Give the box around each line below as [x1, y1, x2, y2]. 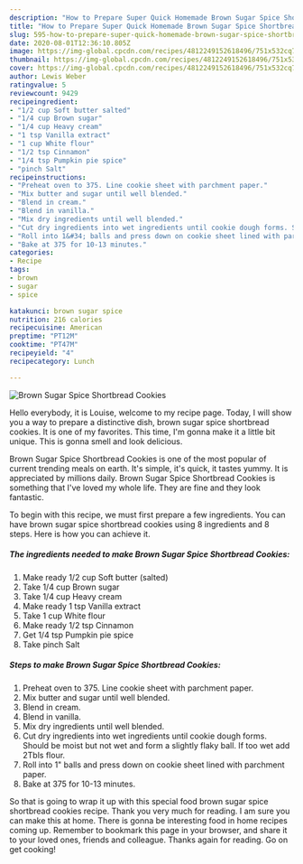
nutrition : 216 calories [9, 315, 103, 324]
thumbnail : [9, 55, 50, 64]
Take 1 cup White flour [22, 610, 106, 621]
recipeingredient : [9, 97, 78, 107]
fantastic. [9, 491, 44, 502]
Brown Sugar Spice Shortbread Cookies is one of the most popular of [9, 453, 267, 464]
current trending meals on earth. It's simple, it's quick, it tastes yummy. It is [9, 462, 289, 474]
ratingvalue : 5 [9, 80, 67, 89]
